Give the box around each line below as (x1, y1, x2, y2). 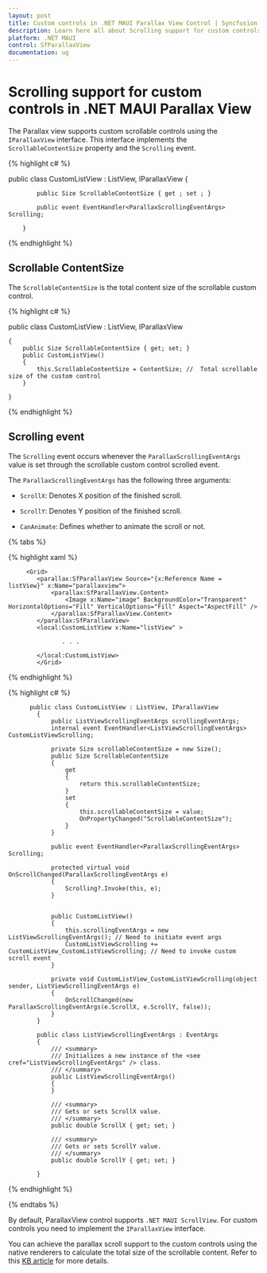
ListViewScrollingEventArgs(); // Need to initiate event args (8, 933, 222, 941)
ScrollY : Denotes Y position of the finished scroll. (19, 506, 183, 515)
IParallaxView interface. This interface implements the (8, 135, 188, 144)
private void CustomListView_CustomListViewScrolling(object (50, 975, 258, 983)
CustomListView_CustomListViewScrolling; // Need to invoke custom (8, 947, 237, 955)
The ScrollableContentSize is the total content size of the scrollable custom (8, 282, 257, 292)
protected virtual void (50, 864, 130, 872)
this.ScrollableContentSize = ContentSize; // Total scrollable (37, 365, 258, 373)
